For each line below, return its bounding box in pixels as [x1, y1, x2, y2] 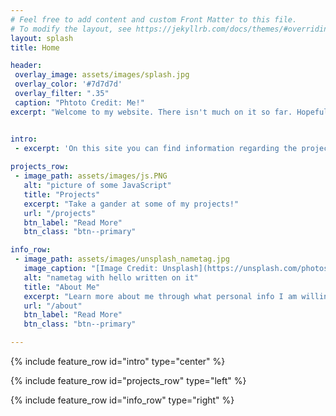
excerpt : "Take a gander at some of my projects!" [23, 199, 240, 209]
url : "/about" [23, 301, 83, 311]
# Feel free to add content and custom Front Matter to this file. [10, 14, 298, 25]
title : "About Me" [23, 282, 101, 292]
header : [10, 61, 43, 71]
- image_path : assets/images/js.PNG [14, 171, 168, 181]
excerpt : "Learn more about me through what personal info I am [23, 291, 298, 301]
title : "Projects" [23, 189, 101, 200]
